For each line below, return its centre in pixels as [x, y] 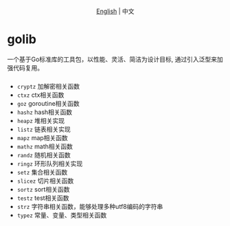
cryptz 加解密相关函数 [48, 86]
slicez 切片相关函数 [45, 181]
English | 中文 [115, 11]
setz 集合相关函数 [42, 172]
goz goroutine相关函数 [48, 103]
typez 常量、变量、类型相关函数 [62, 215]
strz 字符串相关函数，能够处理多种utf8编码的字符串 [90, 206]
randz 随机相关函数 [44, 155]
